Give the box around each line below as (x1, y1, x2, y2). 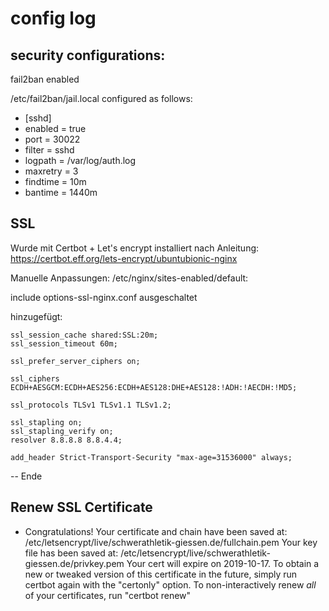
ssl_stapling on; (10, 417, 83, 427)
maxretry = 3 (24, 165, 79, 177)
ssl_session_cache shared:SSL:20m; (10, 330, 159, 340)
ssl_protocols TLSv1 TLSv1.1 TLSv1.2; (10, 400, 172, 410)
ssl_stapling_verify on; (10, 426, 114, 436)
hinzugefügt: (10, 310, 63, 322)
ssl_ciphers (10, 373, 60, 384)
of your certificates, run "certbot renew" (24, 589, 192, 601)
